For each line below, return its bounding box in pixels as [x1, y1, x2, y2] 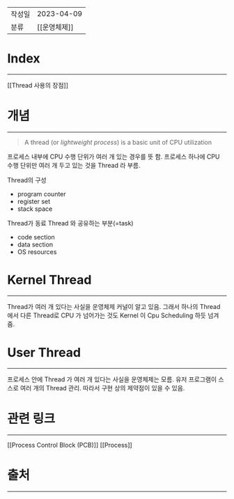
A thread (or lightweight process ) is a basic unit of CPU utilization [24, 138, 212, 146]
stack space [17, 205, 53, 213]
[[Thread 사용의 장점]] [7, 81, 68, 89]
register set [17, 197, 51, 205]
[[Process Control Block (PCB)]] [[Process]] [7, 441, 132, 449]
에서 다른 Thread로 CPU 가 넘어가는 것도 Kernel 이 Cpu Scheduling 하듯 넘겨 [7, 311, 219, 319]
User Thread [7, 344, 81, 361]
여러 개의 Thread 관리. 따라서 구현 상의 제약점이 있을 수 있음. [19, 383, 185, 392]
